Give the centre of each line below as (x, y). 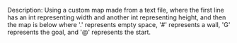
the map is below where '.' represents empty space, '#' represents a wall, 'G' (119, 25)
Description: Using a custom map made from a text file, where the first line (116, 10)
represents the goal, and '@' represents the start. (79, 32)
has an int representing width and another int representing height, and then (117, 17)
